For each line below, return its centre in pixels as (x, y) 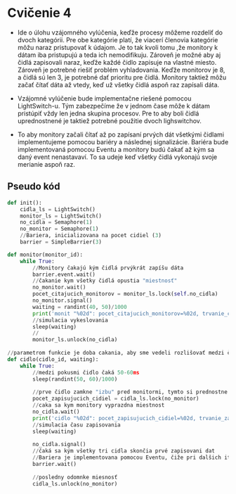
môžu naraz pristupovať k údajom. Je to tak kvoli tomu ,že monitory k (118, 47)
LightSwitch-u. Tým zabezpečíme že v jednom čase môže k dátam (114, 106)
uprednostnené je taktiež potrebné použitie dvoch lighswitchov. (110, 120)
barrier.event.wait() (64, 274)
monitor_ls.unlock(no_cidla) (75, 340)
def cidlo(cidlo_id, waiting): (53, 359)
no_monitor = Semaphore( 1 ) (59, 229)
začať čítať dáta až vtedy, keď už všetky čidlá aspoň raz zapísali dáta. (118, 84)
